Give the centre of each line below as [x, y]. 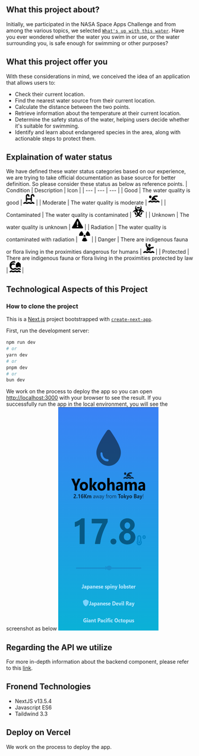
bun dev [16, 380]
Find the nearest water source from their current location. [85, 100]
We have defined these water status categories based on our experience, [96, 172]
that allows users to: [31, 82]
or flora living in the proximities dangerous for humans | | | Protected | [98, 252]
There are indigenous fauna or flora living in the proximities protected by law [99, 258]
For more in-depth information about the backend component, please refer [97, 662]
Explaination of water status [59, 157]
